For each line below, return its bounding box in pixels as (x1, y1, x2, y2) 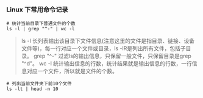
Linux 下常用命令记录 (6, 5, 68, 13)
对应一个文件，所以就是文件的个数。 (26, 68, 118, 75)
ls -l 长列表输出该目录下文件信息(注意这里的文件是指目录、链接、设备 (21, 38, 195, 45)
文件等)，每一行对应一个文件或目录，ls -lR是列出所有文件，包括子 (21, 45, 186, 52)
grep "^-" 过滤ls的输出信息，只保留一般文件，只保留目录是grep (33, 53, 192, 60)
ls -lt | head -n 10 (6, 86, 59, 92)
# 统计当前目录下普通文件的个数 (6, 21, 76, 27)
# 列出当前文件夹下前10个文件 (6, 80, 72, 87)
